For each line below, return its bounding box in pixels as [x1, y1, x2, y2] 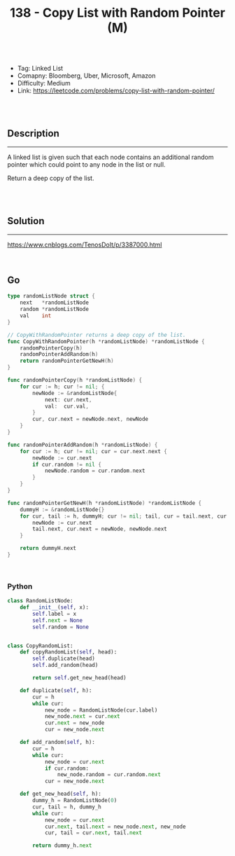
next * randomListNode [20, 299, 90, 306]
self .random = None [32, 623, 90, 630]
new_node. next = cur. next [44, 713, 120, 720]
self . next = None [32, 616, 83, 624]
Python [7, 581, 33, 591]
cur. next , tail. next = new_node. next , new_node [44, 823, 187, 830]
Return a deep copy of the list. [7, 174, 94, 182]
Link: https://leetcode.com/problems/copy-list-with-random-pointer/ [17, 86, 215, 95]
